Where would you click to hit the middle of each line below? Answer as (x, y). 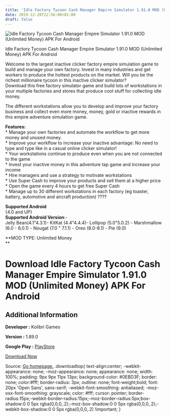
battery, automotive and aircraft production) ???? (56, 197)
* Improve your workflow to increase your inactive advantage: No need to (82, 143)
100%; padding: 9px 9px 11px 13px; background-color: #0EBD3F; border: (81, 377)
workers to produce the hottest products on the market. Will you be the (79, 75)
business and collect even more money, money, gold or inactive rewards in (83, 111)
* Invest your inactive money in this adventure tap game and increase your (83, 165)
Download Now (21, 356)
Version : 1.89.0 (22, 337)
